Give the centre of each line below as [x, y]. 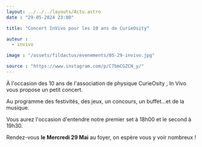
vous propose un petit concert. [45, 89]
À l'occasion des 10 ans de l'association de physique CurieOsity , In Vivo [96, 83]
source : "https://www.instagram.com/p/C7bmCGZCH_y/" [75, 67]
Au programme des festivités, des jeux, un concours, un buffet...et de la [95, 101]
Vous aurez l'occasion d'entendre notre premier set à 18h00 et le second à [99, 119]
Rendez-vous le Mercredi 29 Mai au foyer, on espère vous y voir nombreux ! [101, 137]
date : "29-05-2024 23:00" [40, 17]
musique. [18, 107]
